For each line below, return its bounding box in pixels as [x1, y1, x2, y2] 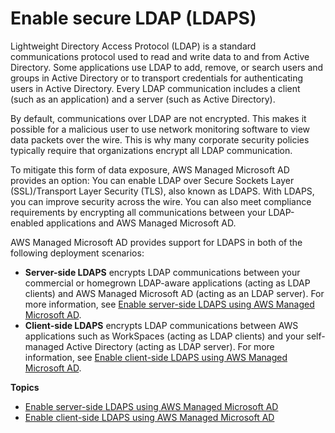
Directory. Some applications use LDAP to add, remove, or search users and [10, 61, 324, 73]
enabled [10, 217, 44, 229]
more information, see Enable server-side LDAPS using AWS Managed [24, 298, 315, 310]
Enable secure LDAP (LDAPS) [10, 7, 257, 30]
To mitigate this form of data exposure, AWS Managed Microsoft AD [10, 163, 290, 176]
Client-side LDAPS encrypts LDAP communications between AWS [24, 319, 299, 331]
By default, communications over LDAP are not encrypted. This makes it [10, 112, 307, 124]
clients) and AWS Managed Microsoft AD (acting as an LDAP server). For [24, 287, 325, 299]
